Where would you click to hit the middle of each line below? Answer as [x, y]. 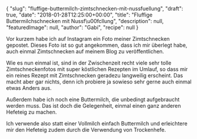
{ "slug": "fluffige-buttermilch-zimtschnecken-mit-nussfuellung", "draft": [95, 9]
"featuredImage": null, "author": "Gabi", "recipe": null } [72, 27]
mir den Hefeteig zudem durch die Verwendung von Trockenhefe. [86, 130]
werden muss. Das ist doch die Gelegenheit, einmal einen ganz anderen [94, 106]
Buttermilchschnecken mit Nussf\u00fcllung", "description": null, [85, 21]
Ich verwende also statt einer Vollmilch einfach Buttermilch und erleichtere [97, 123]
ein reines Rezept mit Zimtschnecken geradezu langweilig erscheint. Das [95, 75]
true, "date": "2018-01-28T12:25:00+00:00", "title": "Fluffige [79, 15]
